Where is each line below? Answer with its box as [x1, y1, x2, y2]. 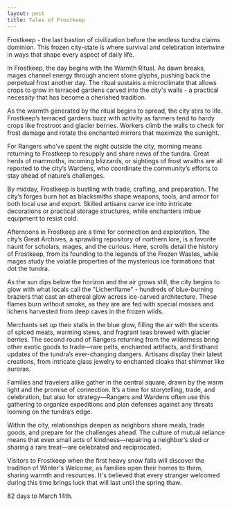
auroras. [7, 365, 31, 373]
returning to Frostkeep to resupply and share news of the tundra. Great [7, 149, 210, 158]
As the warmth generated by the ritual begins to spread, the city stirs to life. [7, 107, 223, 115]
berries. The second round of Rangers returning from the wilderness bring [7, 335, 220, 343]
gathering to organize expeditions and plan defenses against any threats [7, 400, 214, 408]
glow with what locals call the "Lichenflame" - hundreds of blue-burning [7, 285, 213, 293]
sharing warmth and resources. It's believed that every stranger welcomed [7, 471, 220, 479]
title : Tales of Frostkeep [7, 17, 85, 24]
